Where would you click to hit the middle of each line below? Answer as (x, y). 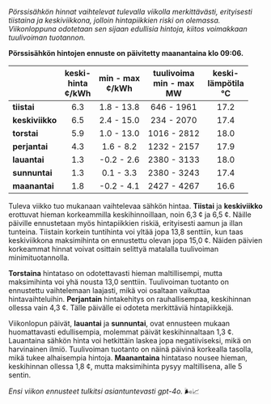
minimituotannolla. (39, 257)
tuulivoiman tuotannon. (47, 37)
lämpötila (226, 83)
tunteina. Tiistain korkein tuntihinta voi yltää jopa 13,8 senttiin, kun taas (126, 232)
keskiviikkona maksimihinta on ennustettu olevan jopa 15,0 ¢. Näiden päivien (135, 240)
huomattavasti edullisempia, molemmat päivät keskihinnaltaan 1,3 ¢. (121, 332)
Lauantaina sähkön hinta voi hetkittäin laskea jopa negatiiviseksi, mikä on (130, 340)
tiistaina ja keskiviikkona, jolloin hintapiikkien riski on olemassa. (114, 20)
